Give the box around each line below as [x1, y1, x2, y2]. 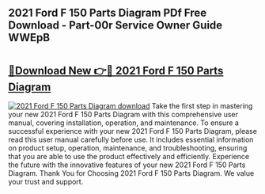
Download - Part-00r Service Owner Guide [8, 19, 223, 32]
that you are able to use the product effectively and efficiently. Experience [8, 152, 250, 161]
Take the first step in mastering [151, 101, 253, 110]
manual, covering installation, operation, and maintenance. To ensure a [8, 118, 239, 127]
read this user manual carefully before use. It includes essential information [8, 135, 254, 144]
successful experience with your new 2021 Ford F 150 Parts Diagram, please [8, 127, 257, 135]
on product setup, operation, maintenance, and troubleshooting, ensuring [8, 143, 248, 153]
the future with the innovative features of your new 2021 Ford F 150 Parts [8, 160, 246, 169]
